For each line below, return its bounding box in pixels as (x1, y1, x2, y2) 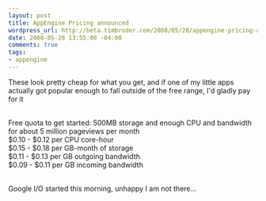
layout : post (8, 11, 51, 20)
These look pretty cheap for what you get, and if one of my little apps (8, 77, 234, 87)
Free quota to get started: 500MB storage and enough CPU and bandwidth (8, 118, 252, 127)
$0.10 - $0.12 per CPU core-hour (8, 135, 115, 144)
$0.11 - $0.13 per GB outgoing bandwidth (8, 151, 141, 161)
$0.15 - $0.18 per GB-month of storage (8, 143, 134, 153)
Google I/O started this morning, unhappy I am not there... (8, 184, 197, 193)
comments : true (8, 41, 59, 49)
